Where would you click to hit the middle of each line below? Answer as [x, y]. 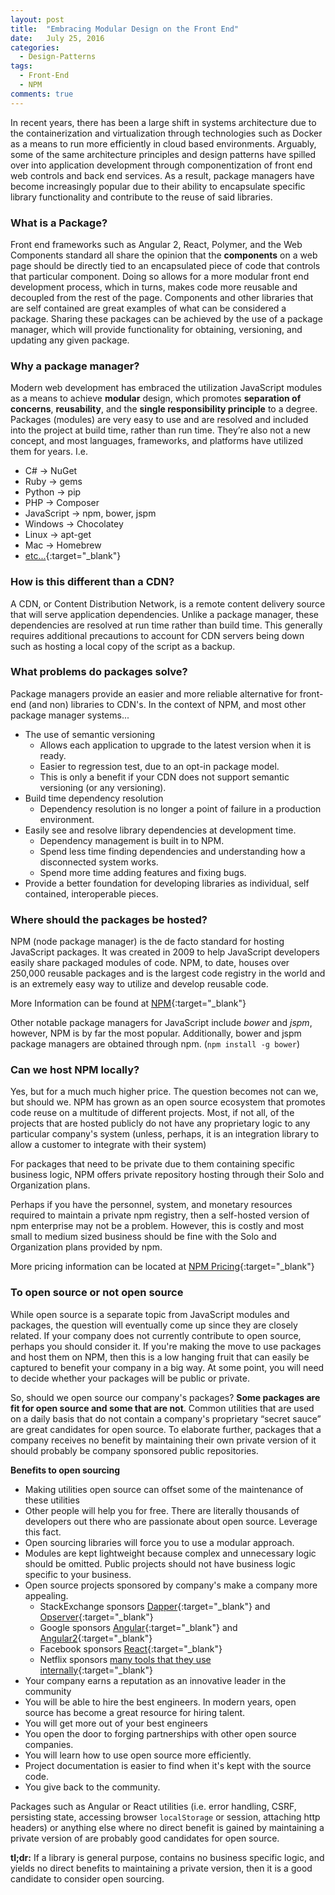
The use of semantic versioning [90, 734]
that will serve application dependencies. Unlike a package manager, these [165, 614]
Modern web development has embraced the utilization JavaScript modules [166, 388]
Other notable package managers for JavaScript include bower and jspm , [161, 1023]
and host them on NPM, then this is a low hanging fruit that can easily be [160, 1357]
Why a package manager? [75, 366]
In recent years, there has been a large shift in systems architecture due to [163, 122]
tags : [21, 66]
